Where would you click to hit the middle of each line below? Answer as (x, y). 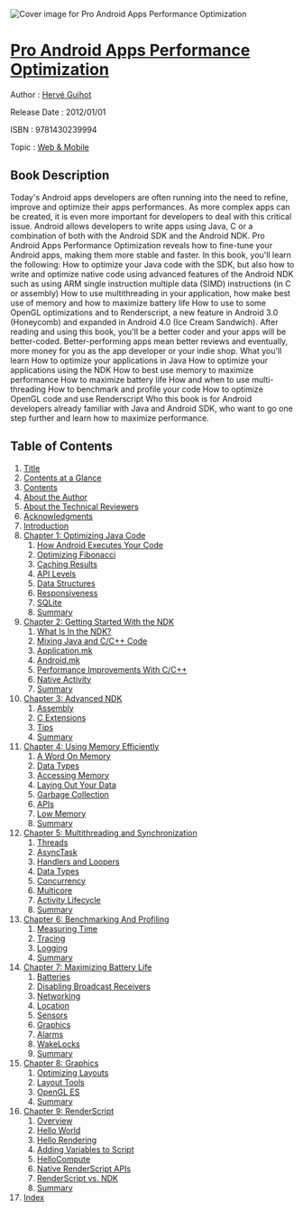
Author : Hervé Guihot (51, 94)
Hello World (59, 1130)
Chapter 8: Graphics (61, 1063)
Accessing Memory (73, 775)
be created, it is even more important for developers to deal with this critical (151, 216)
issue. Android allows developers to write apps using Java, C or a (132, 226)
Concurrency (61, 880)
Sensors (52, 1015)
